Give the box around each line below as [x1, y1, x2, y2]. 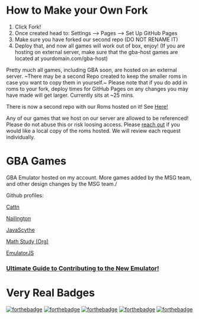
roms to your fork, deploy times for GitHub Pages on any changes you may [6, 85, 188, 92]
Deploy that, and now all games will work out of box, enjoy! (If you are [14, 42, 185, 49]
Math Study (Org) [6, 238, 49, 245]
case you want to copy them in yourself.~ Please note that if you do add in [6, 78, 188, 86]
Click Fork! [14, 23, 41, 30]
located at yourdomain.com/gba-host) [14, 55, 108, 62]
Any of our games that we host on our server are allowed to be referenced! [6, 114, 189, 122]
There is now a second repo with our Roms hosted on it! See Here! [6, 103, 168, 110]
